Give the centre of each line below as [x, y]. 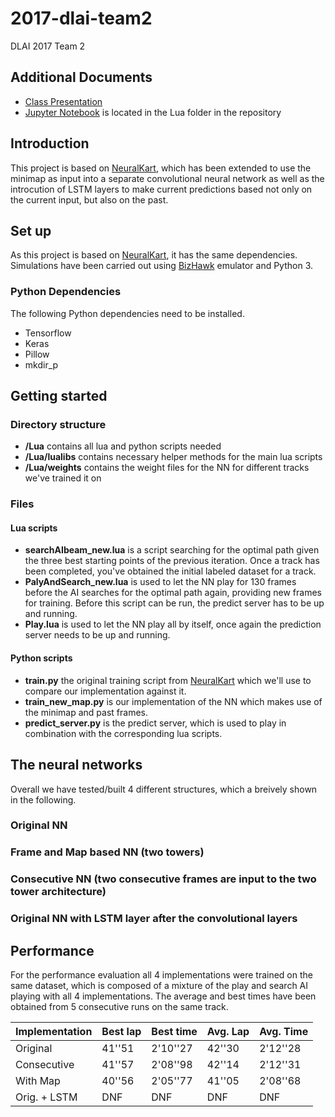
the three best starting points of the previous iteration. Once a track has [172, 561]
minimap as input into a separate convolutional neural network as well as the [167, 178]
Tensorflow [48, 333]
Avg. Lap [228, 1031]
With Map [38, 1080]
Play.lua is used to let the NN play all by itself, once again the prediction [173, 624]
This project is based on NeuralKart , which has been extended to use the [161, 168]
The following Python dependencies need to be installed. [127, 313]
